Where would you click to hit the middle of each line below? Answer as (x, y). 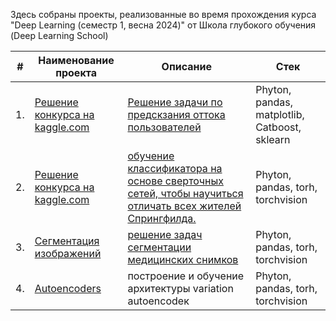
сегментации (159, 247)
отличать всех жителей (184, 206)
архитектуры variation (180, 288)
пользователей (164, 127)
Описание (186, 66)
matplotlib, (280, 114)
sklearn (273, 139)
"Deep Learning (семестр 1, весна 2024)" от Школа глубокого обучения (163, 25)
